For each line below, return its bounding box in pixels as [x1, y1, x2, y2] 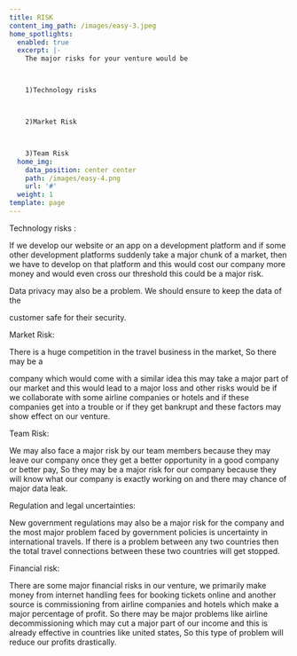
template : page [9, 199, 66, 208]
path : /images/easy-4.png [25, 174, 121, 183]
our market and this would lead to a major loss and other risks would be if [9, 383, 277, 393]
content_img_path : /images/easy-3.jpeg [9, 21, 157, 30]
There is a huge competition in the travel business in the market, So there [9, 346, 277, 357]
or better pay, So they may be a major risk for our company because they [9, 463, 277, 475]
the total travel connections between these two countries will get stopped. [9, 545, 281, 556]
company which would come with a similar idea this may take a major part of [9, 373, 289, 383]
